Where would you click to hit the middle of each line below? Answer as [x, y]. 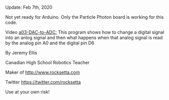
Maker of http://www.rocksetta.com [43, 72]
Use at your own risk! [27, 92]
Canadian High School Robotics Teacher [47, 62]
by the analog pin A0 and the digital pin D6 [50, 43]
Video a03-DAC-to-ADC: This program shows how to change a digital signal [85, 32]
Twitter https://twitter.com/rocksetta [43, 82]
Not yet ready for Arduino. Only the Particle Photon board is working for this [84, 17]
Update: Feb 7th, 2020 [29, 7]
